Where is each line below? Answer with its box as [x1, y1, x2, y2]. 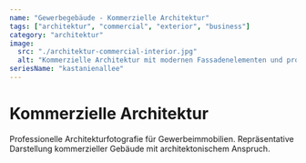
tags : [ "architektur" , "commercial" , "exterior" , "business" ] [9, 22, 250, 31]
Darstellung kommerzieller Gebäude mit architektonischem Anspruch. [9, 143, 270, 154]
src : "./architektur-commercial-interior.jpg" [17, 47, 198, 56]
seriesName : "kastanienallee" [9, 65, 125, 74]
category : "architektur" [9, 30, 104, 39]
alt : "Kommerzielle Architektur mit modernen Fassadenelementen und [17, 56, 283, 65]
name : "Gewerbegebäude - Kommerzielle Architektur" [9, 13, 209, 23]
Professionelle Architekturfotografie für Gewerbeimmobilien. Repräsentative [9, 133, 294, 144]
